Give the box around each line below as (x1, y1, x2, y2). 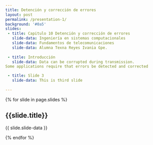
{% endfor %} (5, 134, 34, 140)
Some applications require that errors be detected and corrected (5, 64, 148, 69)
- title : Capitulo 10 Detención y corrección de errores (7, 31, 130, 36)
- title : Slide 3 (7, 73, 44, 79)
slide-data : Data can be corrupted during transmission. (12, 59, 135, 64)
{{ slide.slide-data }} (5, 125, 48, 131)
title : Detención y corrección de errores (5, 7, 96, 13)
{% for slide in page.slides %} (5, 96, 67, 102)
